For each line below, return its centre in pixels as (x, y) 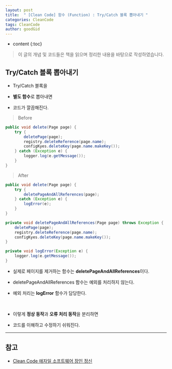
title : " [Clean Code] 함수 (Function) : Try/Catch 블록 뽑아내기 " (77, 15)
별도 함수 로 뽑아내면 (33, 96)
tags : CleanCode (23, 24)
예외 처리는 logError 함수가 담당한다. (50, 293)
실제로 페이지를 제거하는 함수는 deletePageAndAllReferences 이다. (81, 271)
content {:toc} (27, 44)
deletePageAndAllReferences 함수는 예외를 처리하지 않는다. (73, 282)
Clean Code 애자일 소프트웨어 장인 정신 (52, 361)
